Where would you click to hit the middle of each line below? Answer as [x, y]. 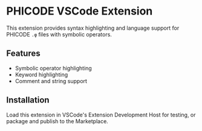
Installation [28, 100]
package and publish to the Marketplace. [57, 121]
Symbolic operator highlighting [53, 68]
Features [23, 54]
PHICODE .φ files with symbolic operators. [59, 34]
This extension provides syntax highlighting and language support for [93, 28]
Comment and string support [51, 81]
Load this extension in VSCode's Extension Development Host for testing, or [101, 115]
